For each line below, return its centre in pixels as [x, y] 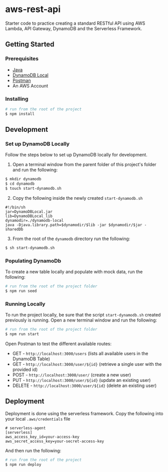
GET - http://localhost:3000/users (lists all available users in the [80, 353]
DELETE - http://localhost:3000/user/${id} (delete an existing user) [85, 385]
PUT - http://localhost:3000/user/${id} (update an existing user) [81, 380]
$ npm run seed [21, 291]
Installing [17, 99]
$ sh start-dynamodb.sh [30, 248]
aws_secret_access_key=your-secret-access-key [55, 441]
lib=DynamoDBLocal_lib [29, 216]
